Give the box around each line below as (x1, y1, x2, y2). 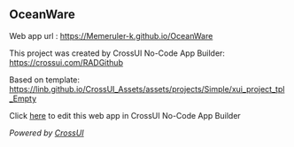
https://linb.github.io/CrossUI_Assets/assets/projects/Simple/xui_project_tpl (9, 83, 285, 94)
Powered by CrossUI (9, 128, 84, 138)
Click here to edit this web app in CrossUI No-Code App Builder (9, 110, 241, 120)
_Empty (9, 93, 37, 104)
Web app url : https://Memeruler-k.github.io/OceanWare (9, 30, 213, 41)
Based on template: (9, 74, 81, 85)
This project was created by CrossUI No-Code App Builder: (9, 48, 226, 58)
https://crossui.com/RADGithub (9, 57, 124, 67)
